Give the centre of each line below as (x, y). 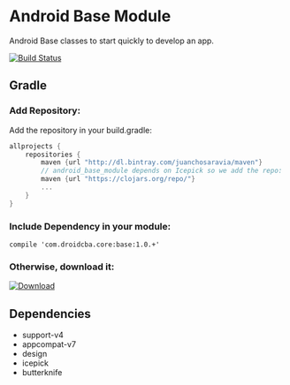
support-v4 (43, 335)
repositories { (53, 155)
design (34, 354)
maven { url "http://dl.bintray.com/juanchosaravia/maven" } (152, 162)
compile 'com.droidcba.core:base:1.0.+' (85, 245)
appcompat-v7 (49, 344)
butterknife (42, 373)
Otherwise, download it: (62, 267)
